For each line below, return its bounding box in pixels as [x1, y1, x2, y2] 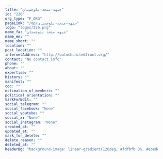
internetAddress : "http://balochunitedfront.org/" [5, 52, 110, 57]
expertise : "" [5, 70, 34, 75]
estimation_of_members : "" [5, 88, 60, 93]
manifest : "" [5, 79, 32, 84]
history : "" [5, 75, 29, 79]
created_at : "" [5, 124, 36, 129]
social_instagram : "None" [5, 120, 57, 125]
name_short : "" [5, 39, 36, 44]
